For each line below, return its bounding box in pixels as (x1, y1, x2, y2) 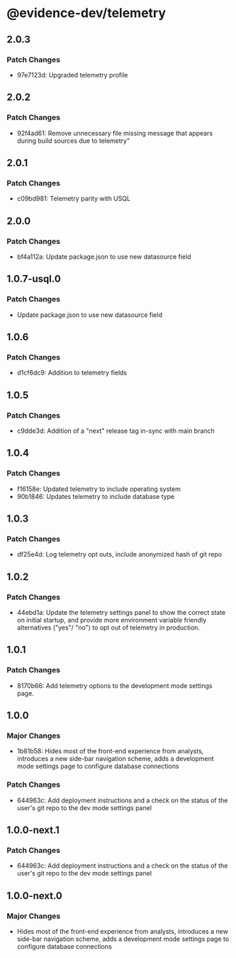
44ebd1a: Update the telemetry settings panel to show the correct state (16, 608, 226, 617)
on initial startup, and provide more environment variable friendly (16, 616, 207, 625)
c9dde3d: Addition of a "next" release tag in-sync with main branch (16, 426, 215, 435)
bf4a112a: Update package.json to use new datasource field (16, 252, 191, 261)
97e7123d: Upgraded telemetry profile (16, 70, 128, 79)
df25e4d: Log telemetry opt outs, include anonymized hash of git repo (16, 550, 223, 559)
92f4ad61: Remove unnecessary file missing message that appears (16, 129, 213, 137)
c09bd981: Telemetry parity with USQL (16, 194, 131, 203)
